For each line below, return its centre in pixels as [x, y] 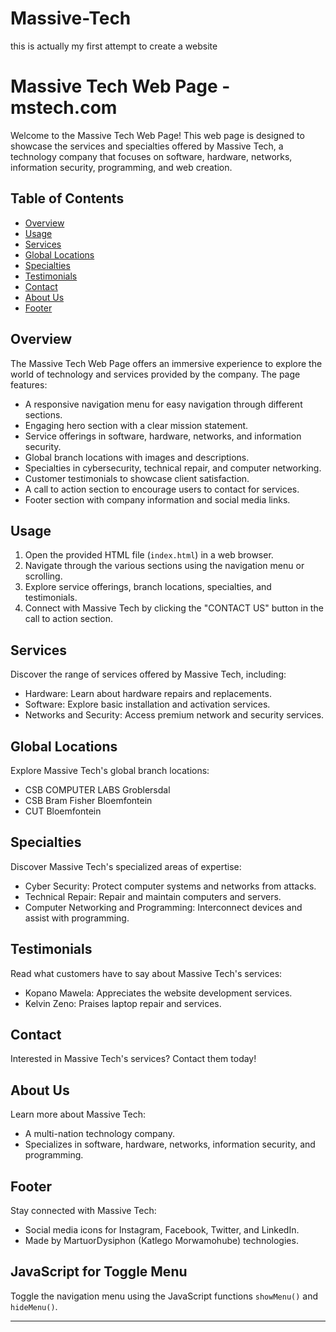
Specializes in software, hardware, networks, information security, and [170, 1144]
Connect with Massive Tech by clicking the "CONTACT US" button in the [174, 608]
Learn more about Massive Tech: [78, 1114]
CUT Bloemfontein [63, 811]
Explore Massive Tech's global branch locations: [110, 770]
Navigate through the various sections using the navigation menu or [164, 566]
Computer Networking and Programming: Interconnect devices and [163, 907]
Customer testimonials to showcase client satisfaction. [137, 478]
